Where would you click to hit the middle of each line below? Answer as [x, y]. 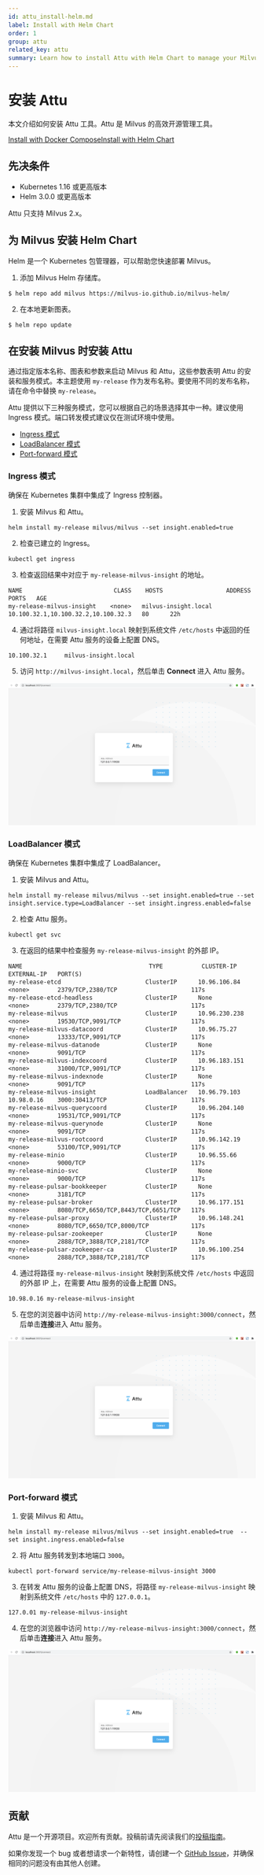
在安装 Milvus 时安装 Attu [70, 351]
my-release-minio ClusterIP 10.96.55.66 [123, 1155]
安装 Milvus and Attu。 [56, 879]
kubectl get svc [35, 935]
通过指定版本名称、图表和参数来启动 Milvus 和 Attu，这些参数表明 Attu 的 [126, 371]
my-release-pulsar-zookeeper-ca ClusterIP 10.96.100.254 [126, 1249]
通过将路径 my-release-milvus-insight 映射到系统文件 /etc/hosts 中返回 [137, 1273]
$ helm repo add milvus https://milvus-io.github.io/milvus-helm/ [119, 293]
